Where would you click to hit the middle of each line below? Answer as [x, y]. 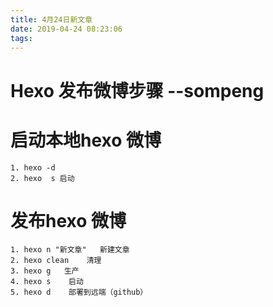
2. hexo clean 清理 [56, 261]
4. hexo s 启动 [47, 282]
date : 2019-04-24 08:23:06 [66, 29]
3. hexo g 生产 [45, 271]
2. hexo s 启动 [42, 178]
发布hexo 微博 [68, 220]
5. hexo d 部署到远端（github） [79, 292]
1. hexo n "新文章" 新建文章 [70, 250]
